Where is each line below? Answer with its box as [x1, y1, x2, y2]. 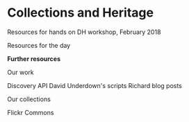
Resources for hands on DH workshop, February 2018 [7, 28, 161, 36]
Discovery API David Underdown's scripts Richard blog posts [7, 81, 182, 89]
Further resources [7, 54, 61, 63]
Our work [7, 68, 34, 76]
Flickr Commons [7, 108, 54, 116]
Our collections [7, 95, 51, 103]
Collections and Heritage [7, 5, 154, 21]
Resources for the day [7, 41, 71, 49]
